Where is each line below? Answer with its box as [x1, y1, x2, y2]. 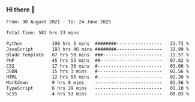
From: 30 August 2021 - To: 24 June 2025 [6, 19, 112, 25]
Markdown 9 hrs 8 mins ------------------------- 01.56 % [6, 80, 189, 86]
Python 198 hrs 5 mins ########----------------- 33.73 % [6, 41, 189, 47]
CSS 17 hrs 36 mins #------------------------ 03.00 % [6, 63, 189, 69]
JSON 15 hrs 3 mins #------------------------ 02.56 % [6, 68, 189, 74]
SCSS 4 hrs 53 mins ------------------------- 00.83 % [6, 91, 189, 97]
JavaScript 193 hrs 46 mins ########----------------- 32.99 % [6, 46, 189, 52]
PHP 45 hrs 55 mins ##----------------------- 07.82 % [6, 57, 189, 64]
